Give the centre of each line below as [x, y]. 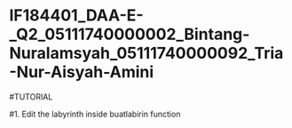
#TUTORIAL [31, 96]
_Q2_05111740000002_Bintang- [130, 34]
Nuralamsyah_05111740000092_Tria [146, 53]
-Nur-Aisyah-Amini [82, 72]
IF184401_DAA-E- [76, 16]
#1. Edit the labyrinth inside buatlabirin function [95, 114]
